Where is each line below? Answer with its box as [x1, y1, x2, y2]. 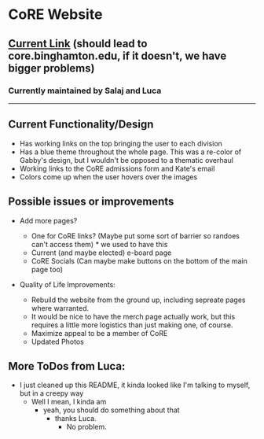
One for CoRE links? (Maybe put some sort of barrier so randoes [31, 231, 240, 241]
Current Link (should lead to [8, 37, 148, 50]
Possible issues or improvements [8, 195, 174, 208]
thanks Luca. [54, 414, 97, 423]
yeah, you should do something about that [42, 405, 180, 415]
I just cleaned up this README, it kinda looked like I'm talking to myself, [19, 380, 251, 390]
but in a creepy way [19, 389, 84, 398]
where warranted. [31, 303, 90, 312]
